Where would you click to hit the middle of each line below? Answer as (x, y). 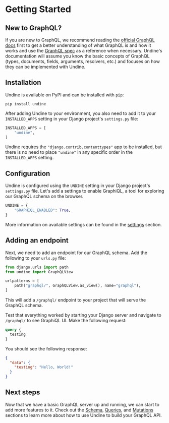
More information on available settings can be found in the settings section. (84, 224)
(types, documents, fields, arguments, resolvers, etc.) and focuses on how (82, 61)
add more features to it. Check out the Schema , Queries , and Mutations (79, 410)
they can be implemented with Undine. (45, 67)
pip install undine (26, 104)
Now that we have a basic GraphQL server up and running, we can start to (82, 404)
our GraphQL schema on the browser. (44, 196)
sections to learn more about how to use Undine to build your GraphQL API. (84, 415)
